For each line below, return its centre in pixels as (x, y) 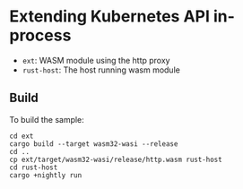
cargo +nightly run (46, 175)
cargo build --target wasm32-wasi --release (94, 144)
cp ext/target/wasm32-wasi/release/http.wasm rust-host (116, 159)
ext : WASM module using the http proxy (96, 60)
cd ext (22, 136)
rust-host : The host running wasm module (101, 70)
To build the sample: (47, 119)
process (40, 35)
